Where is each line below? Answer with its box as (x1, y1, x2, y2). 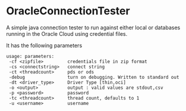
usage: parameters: (6, 53, 55, 59)
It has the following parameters (6, 42, 83, 49)
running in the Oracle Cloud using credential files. (6, 30, 128, 37)
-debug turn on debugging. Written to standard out (8, 74, 179, 80)
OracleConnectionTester (6, 4, 130, 18)
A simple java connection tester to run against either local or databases (6, 24, 181, 31)
